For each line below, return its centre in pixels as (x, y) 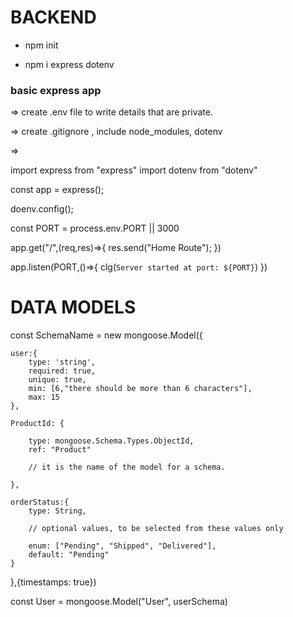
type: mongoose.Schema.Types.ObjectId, (111, 441)
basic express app (56, 90)
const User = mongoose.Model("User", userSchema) (119, 602)
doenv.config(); (42, 209)
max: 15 (44, 397)
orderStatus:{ (40, 502)
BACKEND (53, 17)
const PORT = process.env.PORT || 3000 (95, 228)
